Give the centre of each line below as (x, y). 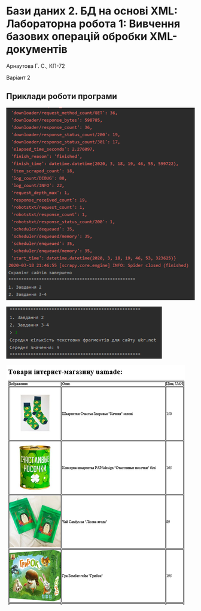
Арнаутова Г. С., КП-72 (36, 66)
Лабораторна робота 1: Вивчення (93, 24)
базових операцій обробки (77, 37)
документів (37, 50)
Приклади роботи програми (62, 96)
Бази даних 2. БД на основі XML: (92, 11)
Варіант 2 (19, 77)
